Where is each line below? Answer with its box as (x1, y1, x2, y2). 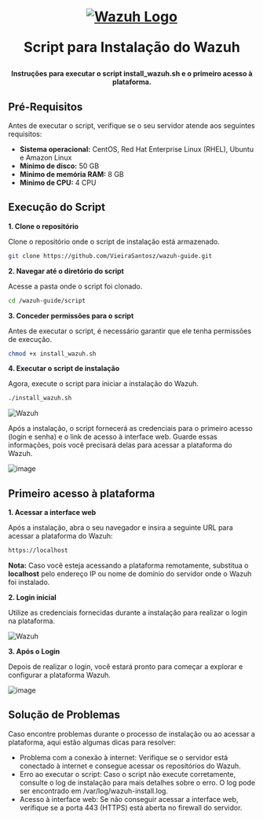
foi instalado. (8, 578, 50, 587)
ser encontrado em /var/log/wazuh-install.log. (19, 786, 169, 796)
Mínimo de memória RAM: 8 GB (19, 170, 124, 178)
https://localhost (8, 546, 68, 554)
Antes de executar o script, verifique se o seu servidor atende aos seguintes (8, 121, 255, 130)
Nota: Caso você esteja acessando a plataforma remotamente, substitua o (8, 561, 249, 570)
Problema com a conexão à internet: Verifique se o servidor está (19, 752, 228, 762)
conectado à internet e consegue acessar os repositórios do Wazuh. (19, 761, 241, 770)
